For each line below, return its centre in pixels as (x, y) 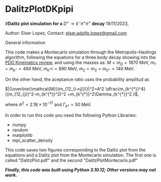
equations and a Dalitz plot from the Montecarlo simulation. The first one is (80, 155)
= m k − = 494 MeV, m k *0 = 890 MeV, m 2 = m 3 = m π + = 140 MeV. (70, 69)
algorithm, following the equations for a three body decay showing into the (80, 57)
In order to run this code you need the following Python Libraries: (71, 115)
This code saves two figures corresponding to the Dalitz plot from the (75, 150)
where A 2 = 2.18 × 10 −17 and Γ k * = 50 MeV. (48, 104)
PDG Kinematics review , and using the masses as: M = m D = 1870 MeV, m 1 (80, 63)
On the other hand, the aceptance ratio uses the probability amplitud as (77, 79)
